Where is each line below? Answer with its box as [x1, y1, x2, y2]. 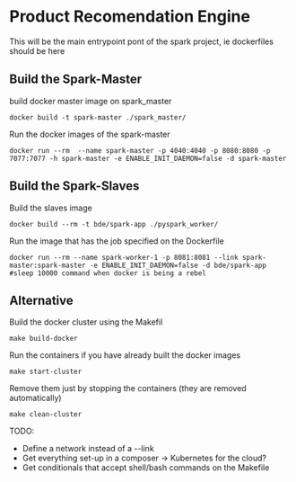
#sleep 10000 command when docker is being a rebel [9, 268, 206, 278]
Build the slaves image [9, 202, 92, 213]
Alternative [9, 292, 74, 308]
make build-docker [9, 335, 78, 344]
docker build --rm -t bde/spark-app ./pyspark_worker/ [9, 219, 219, 228]
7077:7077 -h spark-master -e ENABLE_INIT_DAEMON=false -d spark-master [9, 154, 287, 163]
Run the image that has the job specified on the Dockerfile [9, 236, 224, 246]
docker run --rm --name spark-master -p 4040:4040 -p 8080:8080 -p [9, 146, 271, 155]
